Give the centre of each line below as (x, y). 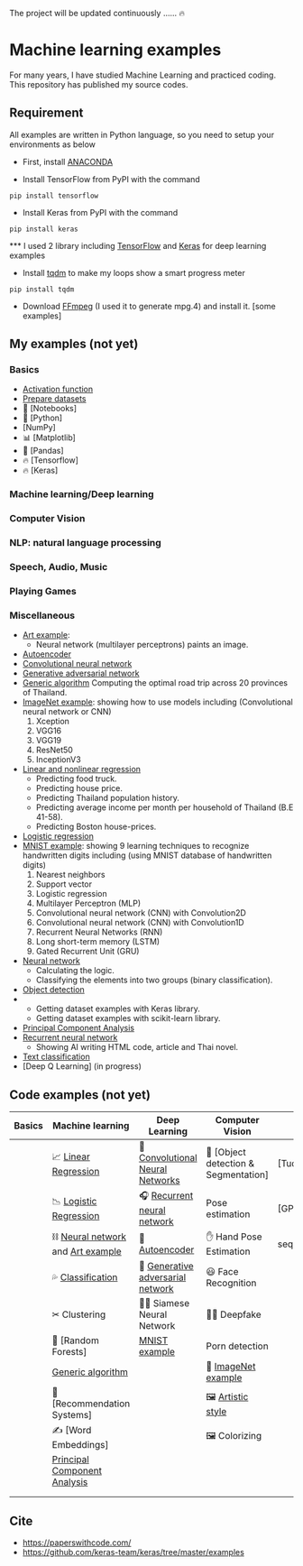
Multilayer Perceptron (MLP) (88, 903)
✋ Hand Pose (234, 1237)
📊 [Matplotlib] (49, 438)
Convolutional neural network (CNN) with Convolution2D (141, 913)
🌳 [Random (75, 1340)
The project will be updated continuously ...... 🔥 (97, 13)
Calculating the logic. (75, 971)
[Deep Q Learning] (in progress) (82, 1066)
